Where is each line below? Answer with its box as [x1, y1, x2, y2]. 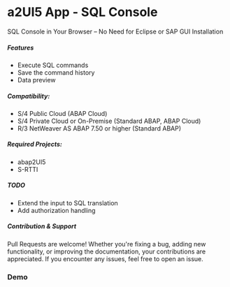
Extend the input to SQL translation [17, 198, 119, 207]
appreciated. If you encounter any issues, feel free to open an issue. [7, 254, 204, 263]
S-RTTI [17, 165, 38, 173]
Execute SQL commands [17, 61, 89, 69]
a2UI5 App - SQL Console [7, 4, 158, 20]
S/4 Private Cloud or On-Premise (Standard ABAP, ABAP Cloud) [17, 117, 201, 125]
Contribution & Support [7, 222, 77, 230]
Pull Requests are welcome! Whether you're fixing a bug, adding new [7, 240, 206, 248]
